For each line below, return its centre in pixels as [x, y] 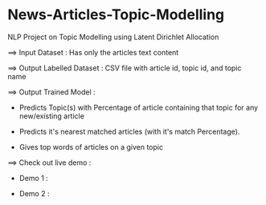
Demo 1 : [34, 178]
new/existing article [52, 116]
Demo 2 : [34, 193]
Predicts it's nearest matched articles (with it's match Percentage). [129, 131]
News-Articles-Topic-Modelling [116, 15]
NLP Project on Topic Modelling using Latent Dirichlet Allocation [113, 37]
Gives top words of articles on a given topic [91, 147]
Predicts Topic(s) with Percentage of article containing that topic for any [139, 107]
